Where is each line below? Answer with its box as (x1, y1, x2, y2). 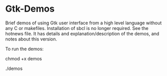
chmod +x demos (5, 55, 42, 61)
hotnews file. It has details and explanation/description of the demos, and (5, 30, 159, 36)
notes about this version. (5, 36, 58, 42)
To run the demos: (5, 46, 44, 52)
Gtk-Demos (5, 3, 55, 15)
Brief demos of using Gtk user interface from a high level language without (5, 20, 162, 26)
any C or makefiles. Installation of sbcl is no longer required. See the (5, 25, 149, 31)
